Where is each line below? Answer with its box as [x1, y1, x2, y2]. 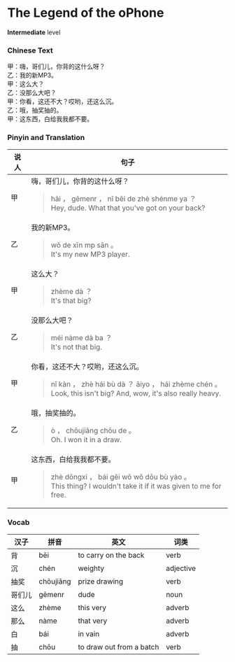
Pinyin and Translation [7, 133, 85, 143]
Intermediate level [7, 28, 61, 36]
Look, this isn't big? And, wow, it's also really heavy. [50, 388, 222, 398]
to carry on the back [78, 550, 145, 560]
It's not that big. [50, 341, 103, 351]
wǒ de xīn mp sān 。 [50, 240, 118, 250]
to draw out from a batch [78, 642, 159, 652]
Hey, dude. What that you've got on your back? [50, 203, 206, 213]
